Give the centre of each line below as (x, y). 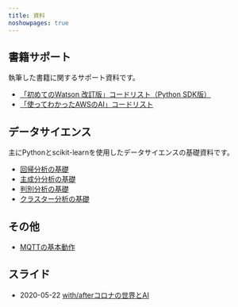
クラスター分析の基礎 (54, 199)
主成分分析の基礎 (48, 179)
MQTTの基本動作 (47, 247)
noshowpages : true (38, 23)
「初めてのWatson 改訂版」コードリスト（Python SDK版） (115, 94)
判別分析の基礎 (44, 189)
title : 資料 (27, 15)
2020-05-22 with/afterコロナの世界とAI (84, 295)
